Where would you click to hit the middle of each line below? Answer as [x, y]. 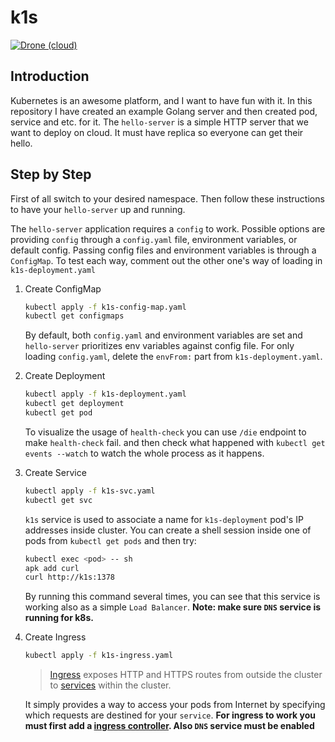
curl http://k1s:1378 [69, 577]
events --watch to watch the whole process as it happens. [144, 453]
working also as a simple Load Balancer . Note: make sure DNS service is [173, 607]
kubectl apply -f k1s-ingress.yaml [99, 656]
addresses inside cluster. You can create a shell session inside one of [168, 530]
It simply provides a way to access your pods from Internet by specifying [175, 705]
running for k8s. [59, 618]
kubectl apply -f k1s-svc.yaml [90, 491]
